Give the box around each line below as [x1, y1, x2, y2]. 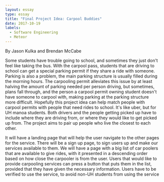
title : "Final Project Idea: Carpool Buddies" [5, 16, 102, 21]
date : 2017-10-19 [5, 21, 41, 26]
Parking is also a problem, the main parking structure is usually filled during [5, 73, 158, 79]
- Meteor [9, 35, 27, 40]
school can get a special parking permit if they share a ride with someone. [5, 68, 155, 74]
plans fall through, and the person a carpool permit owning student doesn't [5, 89, 157, 95]
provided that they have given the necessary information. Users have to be [5, 166, 156, 172]
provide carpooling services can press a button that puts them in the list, [5, 160, 152, 167]
